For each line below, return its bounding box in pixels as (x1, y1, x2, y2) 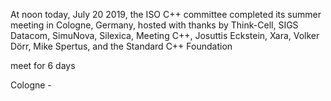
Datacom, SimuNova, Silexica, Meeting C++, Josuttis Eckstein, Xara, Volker (10, 30, 320, 41)
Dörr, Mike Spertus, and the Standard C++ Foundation (10, 40, 233, 52)
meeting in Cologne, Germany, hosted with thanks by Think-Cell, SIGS (10, 19, 299, 31)
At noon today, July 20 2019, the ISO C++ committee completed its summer (10, 9, 322, 20)
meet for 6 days (10, 60, 76, 71)
